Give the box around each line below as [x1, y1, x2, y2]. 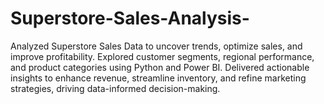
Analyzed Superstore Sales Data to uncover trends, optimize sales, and [10, 40, 303, 52]
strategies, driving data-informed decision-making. [10, 82, 221, 94]
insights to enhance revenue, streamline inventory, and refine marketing [10, 72, 307, 84]
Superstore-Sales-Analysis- [10, 7, 250, 30]
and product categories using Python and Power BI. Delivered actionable [10, 61, 310, 73]
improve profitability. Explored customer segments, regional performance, [10, 50, 315, 62]
